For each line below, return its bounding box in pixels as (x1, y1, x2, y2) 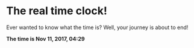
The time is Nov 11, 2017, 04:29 (6, 35, 86, 42)
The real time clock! (6, 4, 107, 18)
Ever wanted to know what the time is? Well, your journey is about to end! (6, 24, 189, 31)
